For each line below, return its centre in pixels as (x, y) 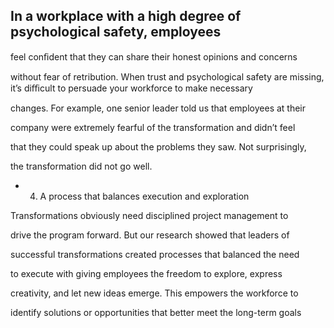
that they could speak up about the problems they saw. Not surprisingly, (158, 146)
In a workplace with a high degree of (126, 16)
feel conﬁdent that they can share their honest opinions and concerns (154, 56)
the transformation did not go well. (81, 166)
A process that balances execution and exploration (144, 196)
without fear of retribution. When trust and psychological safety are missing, (167, 76)
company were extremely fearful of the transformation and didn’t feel (153, 127)
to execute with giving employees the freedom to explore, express (146, 273)
